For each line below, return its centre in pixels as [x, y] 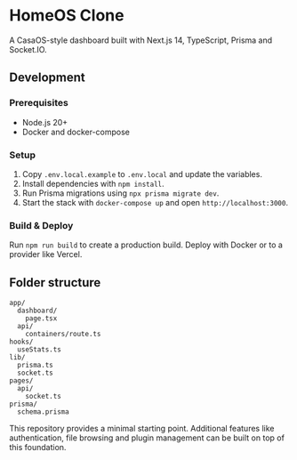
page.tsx [41, 319]
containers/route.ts [63, 335]
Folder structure [55, 282]
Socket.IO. [28, 49]
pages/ [21, 381]
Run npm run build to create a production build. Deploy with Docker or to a [146, 245]
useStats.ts [40, 350]
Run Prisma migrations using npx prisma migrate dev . [120, 193]
